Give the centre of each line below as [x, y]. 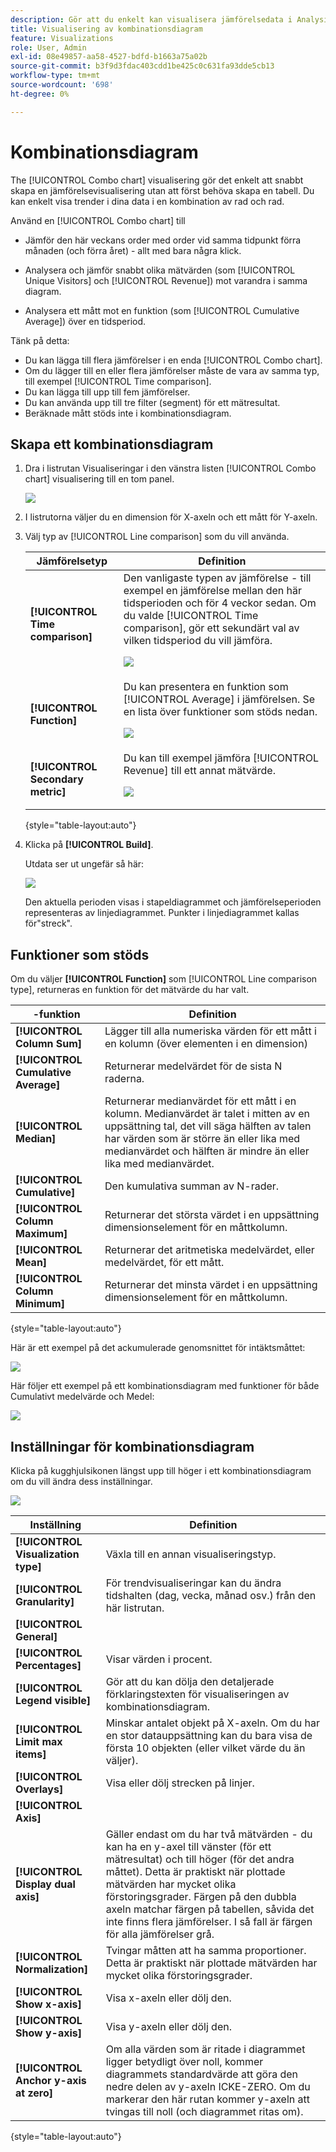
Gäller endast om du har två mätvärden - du [209, 1834]
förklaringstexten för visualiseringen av [197, 1694]
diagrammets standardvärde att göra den [202, 2074]
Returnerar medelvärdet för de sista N [193, 1066]
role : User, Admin [48, 47]
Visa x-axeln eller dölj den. [168, 1998]
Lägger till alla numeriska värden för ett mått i [210, 1031]
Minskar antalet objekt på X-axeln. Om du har [213, 1723]
